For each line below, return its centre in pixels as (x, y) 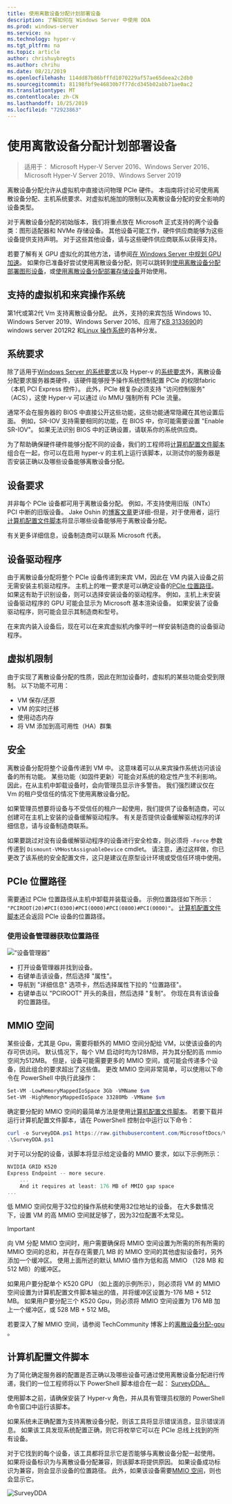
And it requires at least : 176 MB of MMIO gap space (97, 1186)
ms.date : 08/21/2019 (37, 71)
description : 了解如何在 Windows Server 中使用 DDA (79, 20)
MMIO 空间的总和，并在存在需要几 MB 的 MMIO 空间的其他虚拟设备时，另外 (115, 1252)
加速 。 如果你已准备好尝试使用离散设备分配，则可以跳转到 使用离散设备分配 (114, 262)
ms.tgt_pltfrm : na (33, 46)
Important (21, 1229)
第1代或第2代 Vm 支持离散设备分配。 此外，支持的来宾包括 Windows (104, 313)
